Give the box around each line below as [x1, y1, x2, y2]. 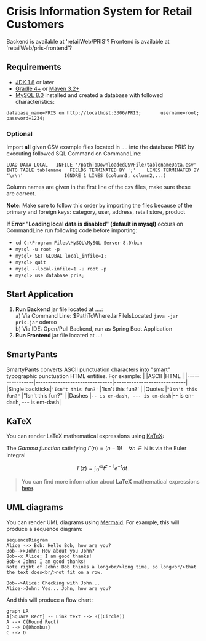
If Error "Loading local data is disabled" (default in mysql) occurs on [6, 220, 183, 228]
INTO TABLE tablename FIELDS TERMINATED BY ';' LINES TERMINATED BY [6, 167, 200, 173]
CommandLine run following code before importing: [6, 227, 138, 234]
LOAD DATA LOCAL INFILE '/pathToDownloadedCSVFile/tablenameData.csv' [6, 162, 197, 168]
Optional [6, 129, 33, 138]
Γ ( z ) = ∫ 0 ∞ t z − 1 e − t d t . [76, 463, 130, 473]
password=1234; [6, 115, 46, 121]
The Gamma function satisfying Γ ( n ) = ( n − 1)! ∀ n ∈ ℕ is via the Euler [6, 444, 187, 452]
